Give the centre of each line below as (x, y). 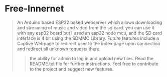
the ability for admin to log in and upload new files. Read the (92, 58)
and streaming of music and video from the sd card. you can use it (86, 27)
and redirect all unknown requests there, (59, 49)
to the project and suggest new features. (71, 69)
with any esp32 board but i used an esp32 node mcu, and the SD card (90, 33)
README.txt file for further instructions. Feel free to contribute (94, 64)
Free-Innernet (34, 9)
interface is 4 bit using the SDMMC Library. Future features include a (88, 38)
